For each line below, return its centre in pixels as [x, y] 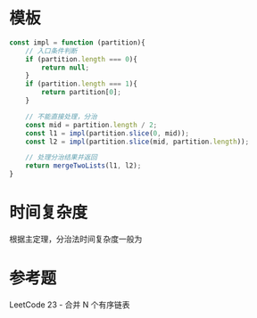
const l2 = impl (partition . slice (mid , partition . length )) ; [137, 142]
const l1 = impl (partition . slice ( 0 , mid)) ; [108, 133]
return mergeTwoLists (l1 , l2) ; [83, 166]
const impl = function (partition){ [77, 42]
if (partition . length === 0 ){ [82, 59]
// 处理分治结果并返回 [62, 158]
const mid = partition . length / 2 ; [91, 125]
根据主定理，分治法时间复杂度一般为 [76, 239]
